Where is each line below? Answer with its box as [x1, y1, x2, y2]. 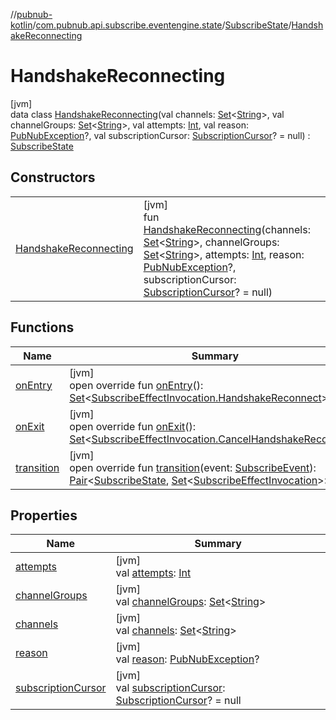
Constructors [10, 169, 96, 186]
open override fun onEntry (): [69, 378, 204, 392]
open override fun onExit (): [69, 419, 197, 433]
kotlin [10, 19, 33, 31]
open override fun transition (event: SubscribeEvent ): [69, 460, 317, 474]
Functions [10, 319, 75, 336]
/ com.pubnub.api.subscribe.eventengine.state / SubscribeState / [32, 19, 292, 31]
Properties [10, 507, 78, 524]
